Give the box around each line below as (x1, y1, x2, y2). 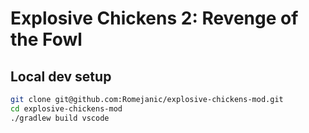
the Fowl (10, 28, 83, 51)
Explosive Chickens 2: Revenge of (10, 7, 299, 30)
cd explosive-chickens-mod (10, 103, 123, 114)
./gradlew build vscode (10, 113, 110, 123)
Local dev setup (10, 68, 112, 85)
